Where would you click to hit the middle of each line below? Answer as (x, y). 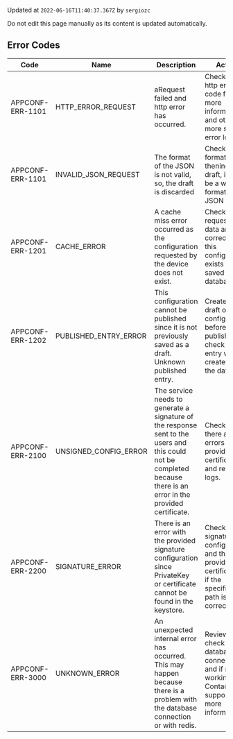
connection (173, 716)
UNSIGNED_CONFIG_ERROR (101, 451)
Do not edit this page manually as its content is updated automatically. (107, 23)
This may (169, 664)
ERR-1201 (29, 250)
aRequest (170, 90)
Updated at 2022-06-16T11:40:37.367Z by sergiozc (79, 10)
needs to (169, 399)
